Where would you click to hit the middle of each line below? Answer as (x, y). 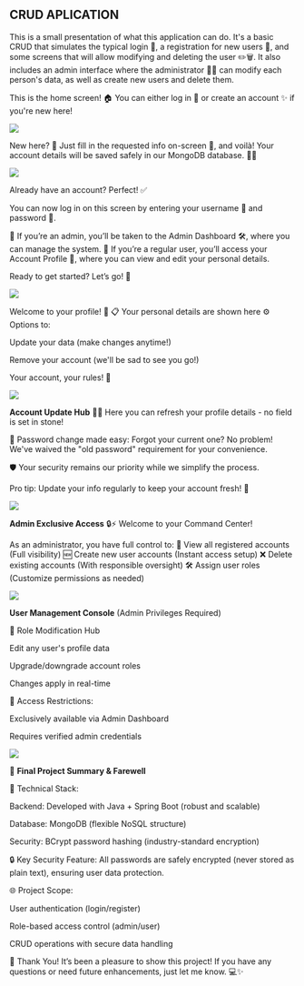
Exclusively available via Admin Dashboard (89, 719)
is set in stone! (37, 421)
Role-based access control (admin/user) (85, 926)
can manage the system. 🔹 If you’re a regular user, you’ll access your (138, 248)
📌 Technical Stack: (44, 788)
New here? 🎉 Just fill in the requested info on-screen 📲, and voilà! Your (142, 146)
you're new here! (41, 111)
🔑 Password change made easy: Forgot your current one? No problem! (142, 439)
